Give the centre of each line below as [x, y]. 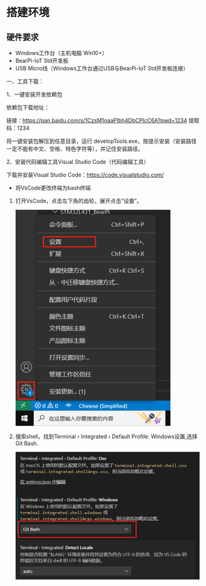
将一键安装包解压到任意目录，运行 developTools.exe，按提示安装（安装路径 [102, 141]
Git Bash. [27, 443]
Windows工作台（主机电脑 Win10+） [61, 53]
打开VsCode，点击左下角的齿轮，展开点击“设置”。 [78, 201]
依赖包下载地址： [28, 107]
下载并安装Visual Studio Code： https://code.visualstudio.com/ [85, 175]
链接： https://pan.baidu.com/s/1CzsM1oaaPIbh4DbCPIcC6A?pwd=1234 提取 [103, 120]
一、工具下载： [25, 81]
